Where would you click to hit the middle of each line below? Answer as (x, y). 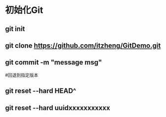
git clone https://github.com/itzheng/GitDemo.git (83, 45)
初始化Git (24, 10)
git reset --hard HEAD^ (41, 91)
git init (15, 29)
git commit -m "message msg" (54, 62)
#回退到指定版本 (22, 75)
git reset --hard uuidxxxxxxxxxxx (58, 108)
